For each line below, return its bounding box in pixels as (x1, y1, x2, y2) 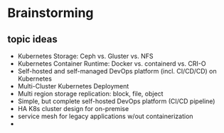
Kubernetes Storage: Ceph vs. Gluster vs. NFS (17, 52, 154, 60)
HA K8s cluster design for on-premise (17, 105, 129, 112)
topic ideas (7, 33, 58, 45)
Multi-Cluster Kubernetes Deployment (17, 82, 129, 90)
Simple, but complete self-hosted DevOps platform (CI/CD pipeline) (17, 97, 215, 105)
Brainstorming (7, 5, 94, 21)
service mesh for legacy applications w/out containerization (17, 112, 193, 120)
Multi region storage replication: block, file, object (17, 90, 164, 98)
